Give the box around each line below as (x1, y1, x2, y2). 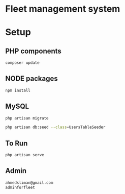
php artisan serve (5, 153, 44, 158)
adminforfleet (5, 185, 36, 190)
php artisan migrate (5, 115, 49, 120)
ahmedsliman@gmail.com (5, 180, 53, 185)
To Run (5, 139, 28, 148)
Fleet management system (5, 3, 120, 15)
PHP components (5, 46, 62, 55)
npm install (5, 88, 30, 93)
